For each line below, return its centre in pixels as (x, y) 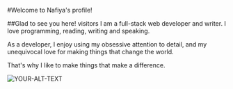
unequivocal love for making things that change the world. (90, 52)
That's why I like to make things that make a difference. (86, 65)
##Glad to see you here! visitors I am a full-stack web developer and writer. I (116, 23)
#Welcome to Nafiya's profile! (50, 10)
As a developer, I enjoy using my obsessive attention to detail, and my (107, 44)
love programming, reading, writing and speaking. (79, 31)
